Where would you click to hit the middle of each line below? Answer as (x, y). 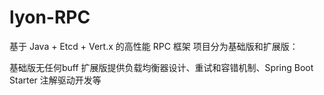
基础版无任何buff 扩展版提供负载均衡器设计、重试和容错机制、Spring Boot (161, 67)
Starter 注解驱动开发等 (55, 80)
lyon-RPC (50, 17)
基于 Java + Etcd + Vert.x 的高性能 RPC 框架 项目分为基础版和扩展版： (154, 46)
